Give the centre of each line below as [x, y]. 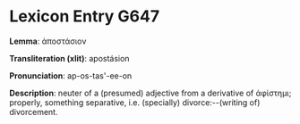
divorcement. [34, 112]
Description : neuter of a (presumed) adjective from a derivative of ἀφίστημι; [150, 93]
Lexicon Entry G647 [84, 17]
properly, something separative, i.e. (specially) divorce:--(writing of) [135, 102]
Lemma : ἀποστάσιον [48, 41]
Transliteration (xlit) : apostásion [69, 58]
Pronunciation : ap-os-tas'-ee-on [71, 75]
